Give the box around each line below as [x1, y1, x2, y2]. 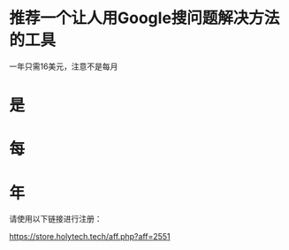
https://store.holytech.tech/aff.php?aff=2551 [9, 231, 171, 242]
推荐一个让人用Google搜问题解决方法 [9, 8, 280, 28]
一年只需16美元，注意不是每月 [9, 61, 118, 72]
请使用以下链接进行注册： [9, 214, 103, 224]
